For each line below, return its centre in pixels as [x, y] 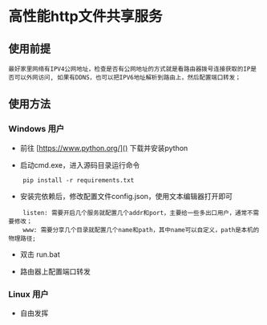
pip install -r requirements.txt [79, 180]
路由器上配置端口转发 [55, 271]
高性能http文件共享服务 [85, 16]
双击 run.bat [40, 254]
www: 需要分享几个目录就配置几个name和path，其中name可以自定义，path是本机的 [141, 230]
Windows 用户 [36, 129]
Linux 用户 [29, 294]
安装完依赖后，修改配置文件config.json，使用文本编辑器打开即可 [126, 196]
